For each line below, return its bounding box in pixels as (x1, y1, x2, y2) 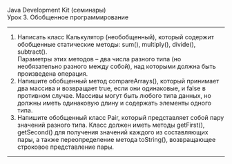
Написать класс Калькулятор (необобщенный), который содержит (17, 33, 214, 41)
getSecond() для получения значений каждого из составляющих (17, 128, 209, 136)
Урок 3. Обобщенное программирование (7, 13, 129, 21)
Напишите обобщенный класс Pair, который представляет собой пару (17, 114, 224, 121)
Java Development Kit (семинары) (7, 6, 106, 14)
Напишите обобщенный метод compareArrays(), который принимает (17, 77, 220, 85)
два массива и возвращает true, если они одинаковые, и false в (17, 84, 206, 92)
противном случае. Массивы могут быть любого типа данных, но (17, 92, 212, 99)
